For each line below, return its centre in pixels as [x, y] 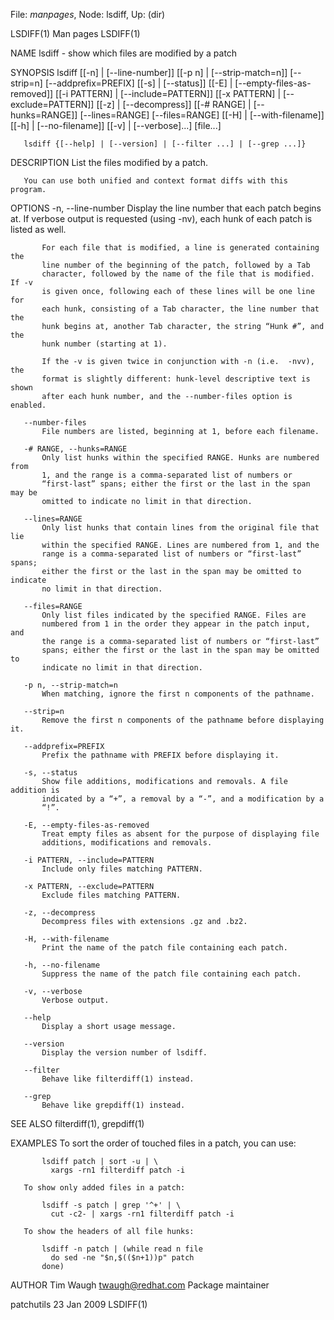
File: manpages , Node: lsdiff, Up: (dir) [88, 14]
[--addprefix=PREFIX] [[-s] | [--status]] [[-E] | [138, 83]
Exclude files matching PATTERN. [111, 895]
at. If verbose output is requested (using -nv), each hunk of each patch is [161, 218]
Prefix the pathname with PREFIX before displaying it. [160, 755]
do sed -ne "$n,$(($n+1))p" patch [122, 1258]
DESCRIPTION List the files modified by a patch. [109, 162]
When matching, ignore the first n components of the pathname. [178, 694]
